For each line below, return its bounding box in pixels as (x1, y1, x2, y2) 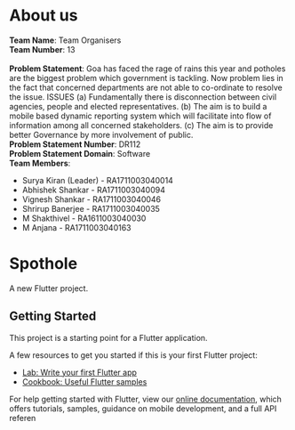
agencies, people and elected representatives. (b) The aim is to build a (9, 101, 267, 111)
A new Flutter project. (9, 282, 89, 294)
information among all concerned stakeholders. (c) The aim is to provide (9, 119, 274, 130)
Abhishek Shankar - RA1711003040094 (21, 184, 166, 195)
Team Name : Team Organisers (9, 35, 122, 45)
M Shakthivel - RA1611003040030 (21, 213, 147, 223)
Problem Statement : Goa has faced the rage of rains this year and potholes (9, 63, 286, 74)
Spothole (9, 254, 78, 274)
